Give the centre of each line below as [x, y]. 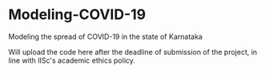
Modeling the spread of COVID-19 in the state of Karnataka [105, 36]
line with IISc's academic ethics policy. [72, 60]
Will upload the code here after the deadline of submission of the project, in [133, 52]
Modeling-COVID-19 [77, 15]
